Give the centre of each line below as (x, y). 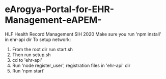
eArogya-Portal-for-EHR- (60, 9)
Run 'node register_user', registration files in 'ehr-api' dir (71, 65)
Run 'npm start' (28, 71)
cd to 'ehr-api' (27, 60)
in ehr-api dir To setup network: (38, 39)
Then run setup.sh (31, 55)
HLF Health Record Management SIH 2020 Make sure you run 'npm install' (83, 34)
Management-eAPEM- (53, 20)
